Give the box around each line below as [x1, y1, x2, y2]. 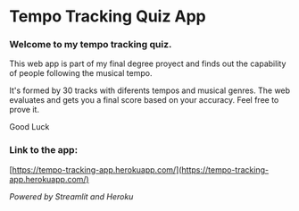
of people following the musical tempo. [9, 68, 153, 79]
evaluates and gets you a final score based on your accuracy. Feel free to [9, 95, 279, 105]
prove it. [9, 105, 40, 115]
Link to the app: [9, 144, 79, 156]
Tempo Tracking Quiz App [9, 6, 207, 27]
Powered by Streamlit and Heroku [9, 190, 134, 202]
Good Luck [9, 122, 50, 132]
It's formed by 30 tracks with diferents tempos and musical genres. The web [9, 85, 291, 96]
